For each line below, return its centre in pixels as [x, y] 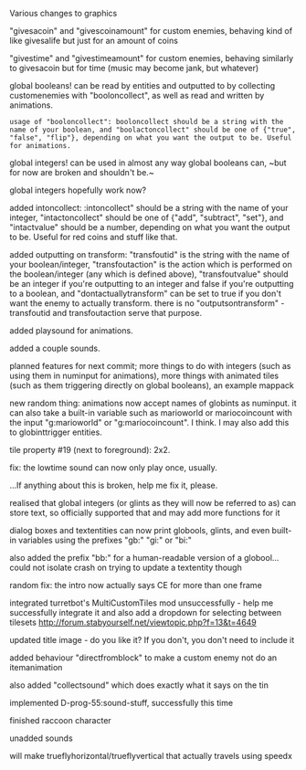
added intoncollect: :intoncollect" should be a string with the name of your [149, 208]
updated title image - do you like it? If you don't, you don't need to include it [152, 640]
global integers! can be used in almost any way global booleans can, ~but [148, 163]
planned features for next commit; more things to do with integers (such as [150, 366]
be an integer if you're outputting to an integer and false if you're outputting [152, 284]
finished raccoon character [60, 720]
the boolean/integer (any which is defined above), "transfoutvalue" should [149, 274]
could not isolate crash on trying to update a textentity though [126, 567]
